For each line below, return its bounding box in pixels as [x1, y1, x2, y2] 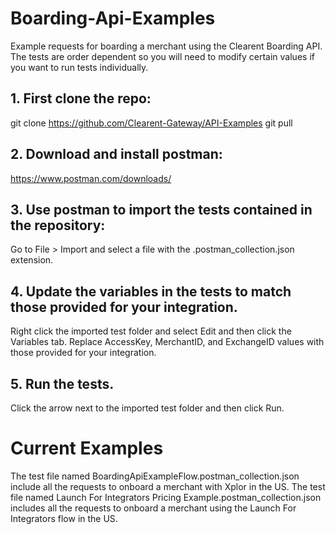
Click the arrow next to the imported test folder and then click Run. [10, 402, 285, 414]
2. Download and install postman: [10, 146, 223, 163]
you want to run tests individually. [10, 61, 149, 73]
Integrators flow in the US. [10, 512, 118, 524]
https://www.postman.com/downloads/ [10, 172, 172, 184]
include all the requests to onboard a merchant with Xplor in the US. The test [10, 480, 326, 492]
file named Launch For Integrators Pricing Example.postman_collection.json [10, 491, 322, 503]
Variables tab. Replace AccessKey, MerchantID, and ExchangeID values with [10, 336, 325, 348]
